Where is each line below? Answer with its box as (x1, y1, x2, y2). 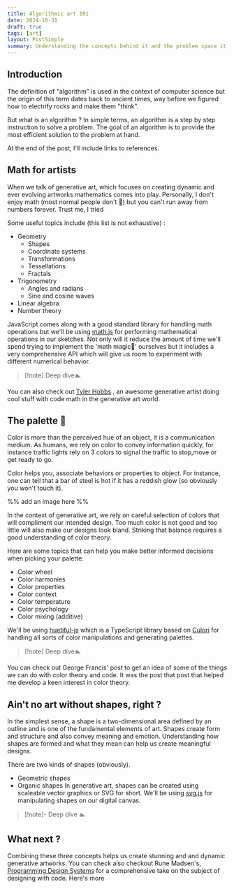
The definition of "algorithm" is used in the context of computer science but (7, 87, 226, 95)
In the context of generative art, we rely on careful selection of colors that (7, 511, 220, 519)
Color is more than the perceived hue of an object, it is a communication (7, 433, 215, 442)
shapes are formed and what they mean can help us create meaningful (7, 739, 211, 748)
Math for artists (7, 164, 77, 176)
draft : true (7, 23, 42, 30)
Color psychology (17, 605, 68, 614)
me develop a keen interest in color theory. (7, 679, 131, 687)
